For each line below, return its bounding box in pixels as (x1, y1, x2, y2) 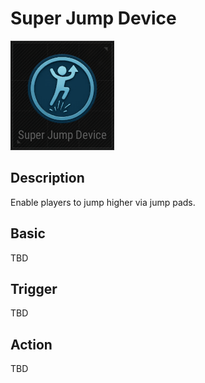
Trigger (10, 280, 58, 297)
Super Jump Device (10, 7, 177, 30)
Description (10, 170, 85, 187)
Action (10, 336, 53, 353)
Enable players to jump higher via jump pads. (10, 196, 196, 208)
